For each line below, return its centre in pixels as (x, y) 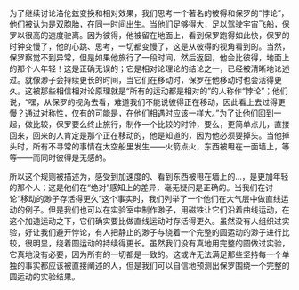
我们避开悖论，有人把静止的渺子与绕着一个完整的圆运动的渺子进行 (161, 232)
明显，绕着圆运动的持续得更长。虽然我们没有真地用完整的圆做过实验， (161, 243)
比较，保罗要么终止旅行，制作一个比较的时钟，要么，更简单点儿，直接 (161, 124)
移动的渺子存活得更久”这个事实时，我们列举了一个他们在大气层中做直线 (151, 199)
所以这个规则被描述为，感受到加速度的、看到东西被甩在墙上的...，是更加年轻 (149, 177)
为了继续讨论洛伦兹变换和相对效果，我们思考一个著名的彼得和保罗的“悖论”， (149, 13)
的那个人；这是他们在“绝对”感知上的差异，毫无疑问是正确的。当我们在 (137, 188)
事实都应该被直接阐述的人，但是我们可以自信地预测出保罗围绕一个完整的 (157, 266)
